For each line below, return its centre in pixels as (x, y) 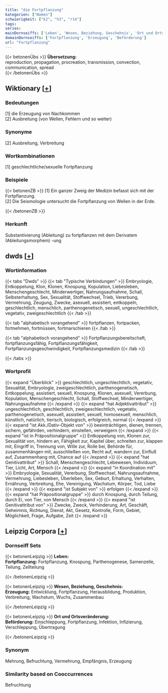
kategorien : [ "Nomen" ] (29, 15)
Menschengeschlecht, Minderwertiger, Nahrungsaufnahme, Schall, (74, 292)
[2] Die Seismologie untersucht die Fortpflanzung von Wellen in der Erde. (80, 202)
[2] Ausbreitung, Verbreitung (35, 143)
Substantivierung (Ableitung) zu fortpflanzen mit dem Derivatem (71, 235)
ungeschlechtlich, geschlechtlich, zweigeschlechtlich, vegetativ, (71, 409)
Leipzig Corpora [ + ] (36, 531)
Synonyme (19, 132)
